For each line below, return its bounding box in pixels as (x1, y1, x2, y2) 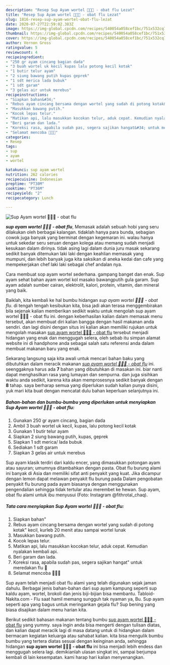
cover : (6, 36, 20, 41)
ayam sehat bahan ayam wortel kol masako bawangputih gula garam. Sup (6, 277, 159, 283)
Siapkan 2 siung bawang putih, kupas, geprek (13, 434, 108, 440)
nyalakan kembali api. (13, 548, 59, 555)
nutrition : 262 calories (6, 172, 58, 177)
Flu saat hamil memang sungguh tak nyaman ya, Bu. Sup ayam (33, 596, 164, 602)
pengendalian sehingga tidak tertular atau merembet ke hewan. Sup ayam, (6, 486, 160, 492)
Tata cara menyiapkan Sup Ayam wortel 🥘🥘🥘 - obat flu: (6, 503, 124, 510)
